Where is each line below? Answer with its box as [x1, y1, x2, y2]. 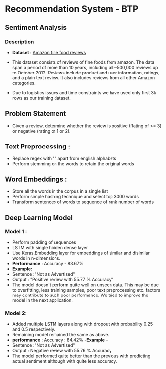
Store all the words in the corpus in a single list [12, 188, 108, 194]
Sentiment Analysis [5, 23, 67, 32]
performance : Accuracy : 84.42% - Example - [12, 337, 108, 343]
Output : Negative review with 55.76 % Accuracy [12, 348, 112, 354]
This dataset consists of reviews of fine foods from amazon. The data [12, 59, 155, 65]
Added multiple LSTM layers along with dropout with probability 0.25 [12, 321, 153, 327]
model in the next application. [12, 297, 73, 303]
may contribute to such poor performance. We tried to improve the [12, 292, 149, 298]
